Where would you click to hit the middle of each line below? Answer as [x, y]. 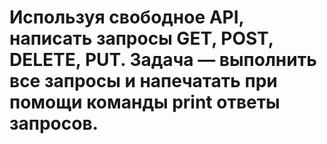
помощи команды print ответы [145, 102]
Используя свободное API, [127, 17]
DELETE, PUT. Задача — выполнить [163, 60]
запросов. [54, 123]
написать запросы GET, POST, [141, 38]
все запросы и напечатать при [143, 81]
